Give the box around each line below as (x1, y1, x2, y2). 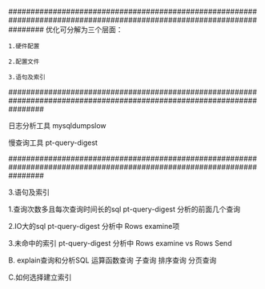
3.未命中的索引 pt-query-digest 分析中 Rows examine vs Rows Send (8, 239, 232, 247)
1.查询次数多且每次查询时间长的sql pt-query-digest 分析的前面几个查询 (8, 204, 241, 214)
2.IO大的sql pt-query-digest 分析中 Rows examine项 (8, 222, 180, 231)
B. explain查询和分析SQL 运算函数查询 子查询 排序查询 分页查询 (8, 255, 217, 265)
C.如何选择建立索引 (8, 272, 72, 282)
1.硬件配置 (8, 42, 40, 50)
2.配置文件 (8, 58, 40, 66)
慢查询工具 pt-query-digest (8, 138, 98, 147)
